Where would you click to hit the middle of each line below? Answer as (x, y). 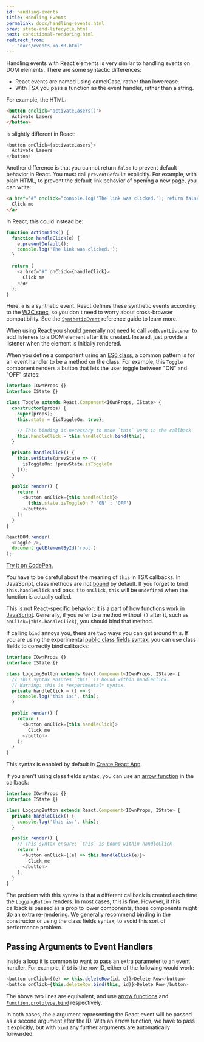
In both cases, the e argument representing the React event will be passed (99, 1014)
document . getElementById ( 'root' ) (54, 548)
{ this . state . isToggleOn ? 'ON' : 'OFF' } (80, 503)
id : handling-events (32, 12)
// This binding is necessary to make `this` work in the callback (104, 430)
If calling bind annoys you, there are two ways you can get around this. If (97, 633)
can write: (19, 187)
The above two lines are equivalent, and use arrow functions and (87, 996)
